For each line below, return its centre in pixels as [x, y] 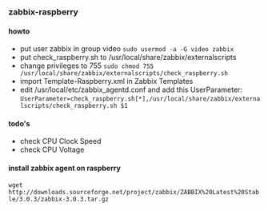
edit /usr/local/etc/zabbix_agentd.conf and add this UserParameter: [131, 90]
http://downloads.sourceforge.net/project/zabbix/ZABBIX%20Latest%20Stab [134, 192]
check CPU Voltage [52, 149]
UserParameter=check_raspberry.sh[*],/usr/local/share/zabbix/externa [140, 99]
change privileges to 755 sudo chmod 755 [87, 66]
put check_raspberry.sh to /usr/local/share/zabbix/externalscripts [128, 58]
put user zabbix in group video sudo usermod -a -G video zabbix [127, 49]
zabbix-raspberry [43, 12]
